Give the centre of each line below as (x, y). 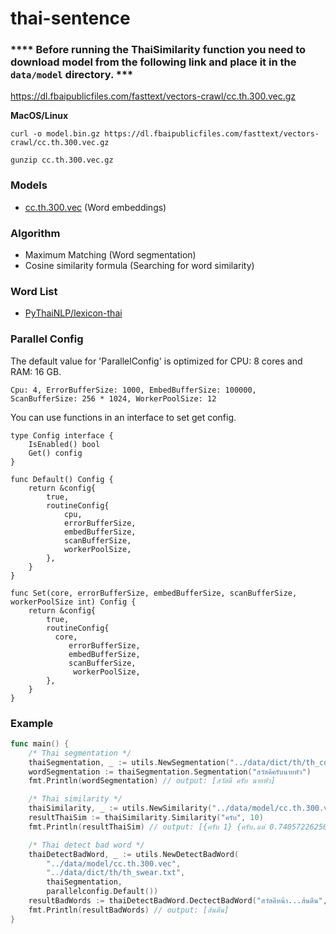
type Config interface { (62, 435)
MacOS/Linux (39, 116)
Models (29, 185)
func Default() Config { (62, 479)
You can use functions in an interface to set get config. (123, 417)
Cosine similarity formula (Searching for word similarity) (139, 266)
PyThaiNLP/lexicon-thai (73, 313)
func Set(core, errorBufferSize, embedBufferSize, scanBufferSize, (154, 593)
